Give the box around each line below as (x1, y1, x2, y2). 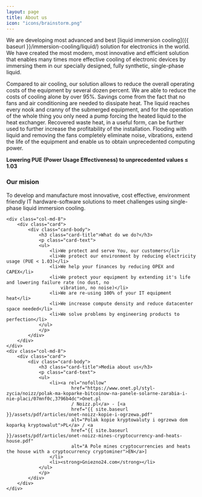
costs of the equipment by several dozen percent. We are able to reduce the (6, 87, 197, 94)
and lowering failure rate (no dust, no (6, 279, 110, 286)
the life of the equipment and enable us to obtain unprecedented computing (6, 138, 195, 146)
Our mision (6, 178, 39, 186)
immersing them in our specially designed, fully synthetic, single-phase (6, 62, 184, 69)
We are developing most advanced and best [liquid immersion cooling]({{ (6, 37, 189, 44)
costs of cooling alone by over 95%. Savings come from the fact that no (6, 93, 186, 100)
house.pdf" (6, 438, 34, 444)
